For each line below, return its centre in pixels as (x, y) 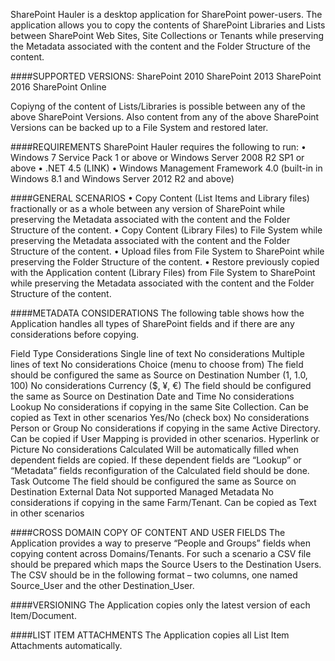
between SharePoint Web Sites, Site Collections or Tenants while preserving (167, 35)
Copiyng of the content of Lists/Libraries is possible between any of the (158, 106)
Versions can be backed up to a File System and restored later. (139, 127)
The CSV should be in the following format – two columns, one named (154, 575)
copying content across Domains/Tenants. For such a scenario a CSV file (161, 553)
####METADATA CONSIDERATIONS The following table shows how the (157, 313)
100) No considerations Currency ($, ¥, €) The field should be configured (161, 385)
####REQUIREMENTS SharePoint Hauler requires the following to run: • (158, 147)
